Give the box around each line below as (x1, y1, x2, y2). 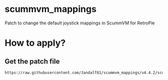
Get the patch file (5, 57, 60, 66)
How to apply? (5, 37, 66, 49)
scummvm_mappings (5, 3, 97, 15)
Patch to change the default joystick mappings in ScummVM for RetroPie (5, 20, 155, 26)
